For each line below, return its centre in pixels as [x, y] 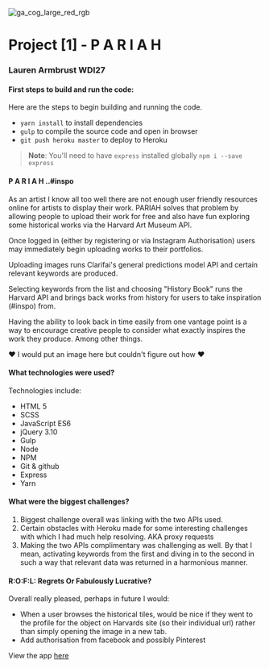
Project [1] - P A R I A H [85, 45]
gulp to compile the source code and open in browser [109, 131]
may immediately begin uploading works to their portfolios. [106, 249]
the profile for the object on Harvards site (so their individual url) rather [138, 623]
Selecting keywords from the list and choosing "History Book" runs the [126, 288]
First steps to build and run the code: [71, 89]
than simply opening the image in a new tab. [93, 632]
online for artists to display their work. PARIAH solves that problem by [124, 207]
